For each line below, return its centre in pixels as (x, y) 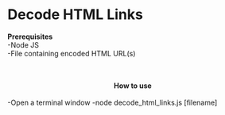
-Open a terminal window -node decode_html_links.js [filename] (112, 102)
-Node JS (23, 44)
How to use (133, 86)
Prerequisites (30, 36)
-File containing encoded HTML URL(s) (72, 53)
